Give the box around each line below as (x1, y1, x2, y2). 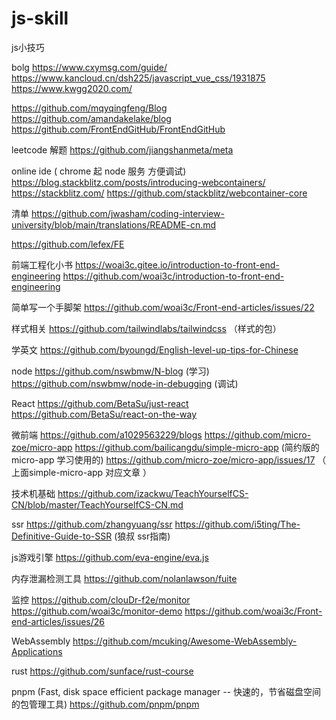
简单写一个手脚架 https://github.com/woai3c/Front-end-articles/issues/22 (11, 301, 315, 313)
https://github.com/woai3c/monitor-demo (11, 605, 183, 617)
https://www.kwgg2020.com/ (11, 82, 133, 94)
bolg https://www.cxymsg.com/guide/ (11, 61, 168, 73)
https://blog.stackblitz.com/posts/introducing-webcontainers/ (11, 176, 266, 188)
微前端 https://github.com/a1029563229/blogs (11, 428, 203, 441)
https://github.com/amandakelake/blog (11, 112, 172, 124)
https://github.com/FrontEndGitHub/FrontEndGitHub (11, 123, 226, 135)
